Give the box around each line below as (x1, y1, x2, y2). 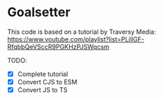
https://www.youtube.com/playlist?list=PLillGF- (7, 35, 145, 43)
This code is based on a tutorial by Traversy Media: (7, 27, 157, 36)
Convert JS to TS (17, 86, 68, 94)
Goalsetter (7, 4, 71, 20)
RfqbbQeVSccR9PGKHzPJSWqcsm (7, 42, 109, 51)
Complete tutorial (17, 70, 68, 78)
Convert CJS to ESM (17, 78, 78, 86)
